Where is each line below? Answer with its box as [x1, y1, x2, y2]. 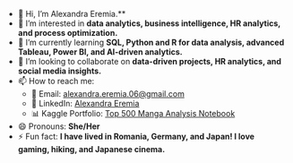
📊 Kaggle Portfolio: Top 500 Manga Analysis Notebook [30, 108, 236, 118]
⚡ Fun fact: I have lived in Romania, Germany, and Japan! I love [17, 131, 255, 142]
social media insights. [17, 65, 101, 76]
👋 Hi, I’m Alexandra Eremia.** [17, 9, 126, 19]
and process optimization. [17, 28, 118, 38]
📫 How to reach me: [17, 76, 95, 86]
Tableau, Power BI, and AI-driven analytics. [17, 47, 183, 57]
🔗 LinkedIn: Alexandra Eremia [30, 99, 140, 108]
